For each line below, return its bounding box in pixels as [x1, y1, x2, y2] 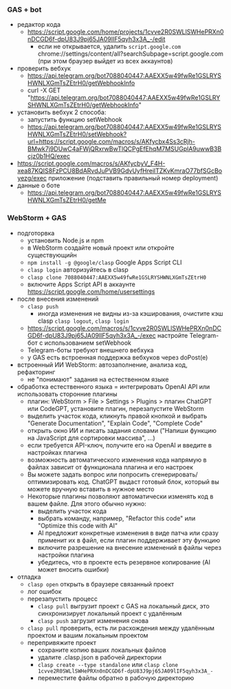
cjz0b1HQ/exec [27, 152, 71, 160]
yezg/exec [16, 174, 47, 182]
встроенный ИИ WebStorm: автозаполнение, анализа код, [16, 360, 188, 369]
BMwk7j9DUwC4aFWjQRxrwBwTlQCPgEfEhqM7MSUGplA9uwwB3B [27, 145, 222, 153]
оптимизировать [27, 477, 77, 486]
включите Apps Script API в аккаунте [27, 280, 135, 288]
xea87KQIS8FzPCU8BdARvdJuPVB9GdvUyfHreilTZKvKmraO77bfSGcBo [16, 167, 222, 175]
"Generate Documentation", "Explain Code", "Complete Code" [27, 418, 203, 427]
